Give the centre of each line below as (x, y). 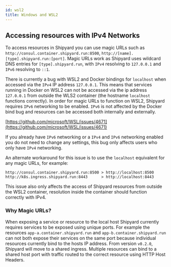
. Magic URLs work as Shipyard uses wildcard (113, 59)
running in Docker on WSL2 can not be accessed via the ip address (76, 90)
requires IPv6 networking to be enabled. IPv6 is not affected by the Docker (84, 106)
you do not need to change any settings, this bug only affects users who (81, 142)
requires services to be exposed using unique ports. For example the (78, 227)
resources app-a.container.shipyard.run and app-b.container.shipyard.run (86, 232)
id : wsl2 (15, 10)
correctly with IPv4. (26, 198)
